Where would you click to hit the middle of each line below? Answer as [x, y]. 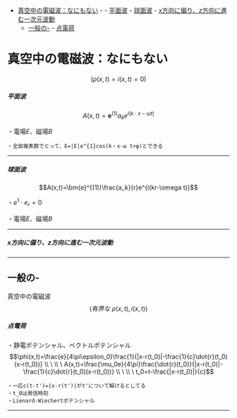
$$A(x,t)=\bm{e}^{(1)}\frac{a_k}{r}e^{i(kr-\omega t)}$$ [119, 188]
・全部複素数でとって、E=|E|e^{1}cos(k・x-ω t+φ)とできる [85, 147]
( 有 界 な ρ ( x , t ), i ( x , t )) [119, 308]
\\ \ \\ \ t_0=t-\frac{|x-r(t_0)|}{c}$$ [165, 371]
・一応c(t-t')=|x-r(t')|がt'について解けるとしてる [77, 386]
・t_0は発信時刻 [28, 393]
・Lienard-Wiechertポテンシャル [51, 400]
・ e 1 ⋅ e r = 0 [25, 202]
